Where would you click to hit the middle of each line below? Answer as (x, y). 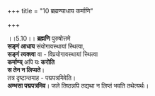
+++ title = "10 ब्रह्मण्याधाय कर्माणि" (50, 11)
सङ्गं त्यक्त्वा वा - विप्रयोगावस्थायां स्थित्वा (52, 54)
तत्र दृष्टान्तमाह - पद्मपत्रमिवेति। (42, 78)
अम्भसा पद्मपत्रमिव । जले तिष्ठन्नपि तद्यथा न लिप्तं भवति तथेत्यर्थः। (78, 85)
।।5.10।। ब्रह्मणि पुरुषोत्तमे (39, 38)
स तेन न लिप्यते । (26, 70)
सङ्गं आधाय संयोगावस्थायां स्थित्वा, (46, 46)
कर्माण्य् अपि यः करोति (31, 62)
